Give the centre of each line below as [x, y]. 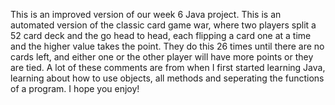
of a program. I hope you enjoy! [75, 88]
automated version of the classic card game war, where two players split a [163, 25]
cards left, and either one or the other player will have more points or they [162, 57]
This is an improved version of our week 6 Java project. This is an [146, 14]
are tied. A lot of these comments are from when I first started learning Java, [168, 67]
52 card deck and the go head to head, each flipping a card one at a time [161, 35]
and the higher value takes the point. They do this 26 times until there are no [167, 46]
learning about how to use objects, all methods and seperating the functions [167, 78]
